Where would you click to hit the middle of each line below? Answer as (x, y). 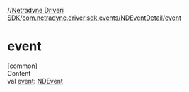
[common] (22, 66)
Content (19, 73)
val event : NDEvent (35, 81)
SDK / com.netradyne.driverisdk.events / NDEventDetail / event (94, 18)
